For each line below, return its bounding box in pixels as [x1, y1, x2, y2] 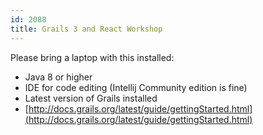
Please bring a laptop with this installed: [10, 51, 175, 63]
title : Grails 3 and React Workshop [10, 24, 163, 34]
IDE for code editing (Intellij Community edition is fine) [24, 81, 248, 93]
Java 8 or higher [24, 71, 93, 83]
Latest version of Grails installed [24, 92, 158, 104]
